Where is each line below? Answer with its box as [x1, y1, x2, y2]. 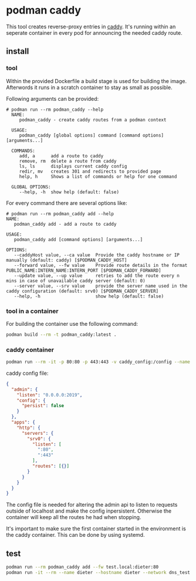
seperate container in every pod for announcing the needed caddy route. [6, 29, 183, 36]
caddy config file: [6, 369, 49, 377]
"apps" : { [11, 420, 35, 425]
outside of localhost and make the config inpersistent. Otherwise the [6, 507, 172, 514]
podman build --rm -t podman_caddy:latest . [6, 331, 117, 338]
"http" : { [16, 425, 41, 431]
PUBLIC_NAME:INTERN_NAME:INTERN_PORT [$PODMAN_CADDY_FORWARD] [6, 268, 161, 273]
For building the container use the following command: [6, 320, 138, 327]
